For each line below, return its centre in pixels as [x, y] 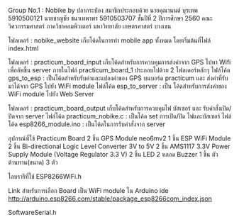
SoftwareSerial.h [32, 212]
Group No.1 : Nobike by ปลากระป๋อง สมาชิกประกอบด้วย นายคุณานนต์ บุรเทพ [103, 10]
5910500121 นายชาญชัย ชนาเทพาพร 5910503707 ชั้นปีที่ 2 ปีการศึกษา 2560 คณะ [110, 18]
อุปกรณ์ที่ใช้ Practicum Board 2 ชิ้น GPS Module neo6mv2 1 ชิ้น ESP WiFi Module [119, 138]
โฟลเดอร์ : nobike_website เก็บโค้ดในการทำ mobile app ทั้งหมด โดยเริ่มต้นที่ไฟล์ [110, 40]
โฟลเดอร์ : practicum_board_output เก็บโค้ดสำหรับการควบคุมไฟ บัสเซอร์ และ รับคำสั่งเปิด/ [120, 108]
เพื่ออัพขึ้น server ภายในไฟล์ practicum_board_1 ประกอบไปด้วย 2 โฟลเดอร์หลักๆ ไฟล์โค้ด [119, 70]
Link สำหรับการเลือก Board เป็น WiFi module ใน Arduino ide [88, 190]
